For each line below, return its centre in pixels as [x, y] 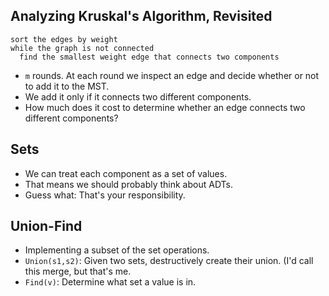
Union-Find [46, 226]
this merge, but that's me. [78, 271]
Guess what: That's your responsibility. [105, 195]
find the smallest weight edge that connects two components [149, 57]
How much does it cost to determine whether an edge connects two [165, 107]
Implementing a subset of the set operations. [117, 250]
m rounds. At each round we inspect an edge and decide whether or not [172, 75]
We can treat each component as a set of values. [126, 173]
